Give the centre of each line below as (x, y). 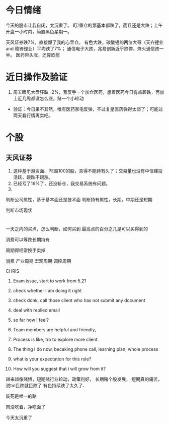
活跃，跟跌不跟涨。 (33, 177)
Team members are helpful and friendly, (54, 330)
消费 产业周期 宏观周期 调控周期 (38, 261)
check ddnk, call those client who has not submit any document (79, 300)
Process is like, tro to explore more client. (56, 340)
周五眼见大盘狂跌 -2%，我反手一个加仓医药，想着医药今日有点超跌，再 (86, 92)
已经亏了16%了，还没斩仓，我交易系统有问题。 (61, 183)
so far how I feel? (31, 320)
